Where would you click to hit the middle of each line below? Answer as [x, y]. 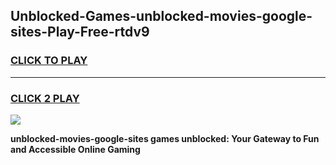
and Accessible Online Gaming [75, 149]
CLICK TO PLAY [49, 61]
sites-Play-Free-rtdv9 [80, 32]
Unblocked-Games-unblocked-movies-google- [161, 16]
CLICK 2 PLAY [45, 98]
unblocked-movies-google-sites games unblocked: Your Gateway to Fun [165, 138]
